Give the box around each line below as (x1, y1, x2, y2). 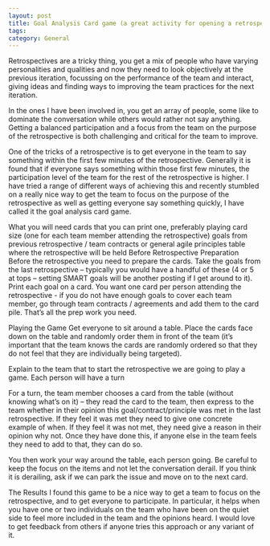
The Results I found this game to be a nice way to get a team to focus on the (8, 487, 261, 498)
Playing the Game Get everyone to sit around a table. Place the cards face (8, 323, 253, 333)
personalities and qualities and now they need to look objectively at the (8, 65, 243, 75)
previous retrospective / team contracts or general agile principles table (8, 239, 246, 249)
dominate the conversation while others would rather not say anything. (8, 114, 243, 124)
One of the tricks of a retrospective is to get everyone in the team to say (8, 147, 247, 157)
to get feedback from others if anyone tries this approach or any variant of (8, 522, 255, 532)
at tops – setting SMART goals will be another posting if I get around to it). (8, 274, 253, 283)
